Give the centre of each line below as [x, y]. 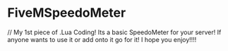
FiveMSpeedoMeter [67, 13]
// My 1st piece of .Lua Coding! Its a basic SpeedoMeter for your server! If [114, 32]
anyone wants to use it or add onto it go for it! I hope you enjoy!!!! [102, 39]
